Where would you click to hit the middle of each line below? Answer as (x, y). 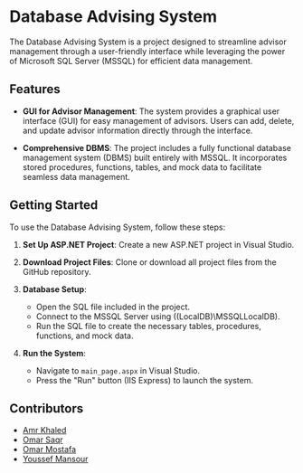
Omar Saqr (43, 440)
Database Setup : (55, 289)
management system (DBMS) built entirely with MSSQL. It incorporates (155, 157)
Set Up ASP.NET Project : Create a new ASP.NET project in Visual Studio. (158, 244)
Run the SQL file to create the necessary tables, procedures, (149, 326)
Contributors (47, 408)
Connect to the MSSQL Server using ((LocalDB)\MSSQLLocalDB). (158, 316)
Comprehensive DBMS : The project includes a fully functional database (157, 147)
